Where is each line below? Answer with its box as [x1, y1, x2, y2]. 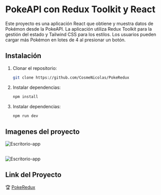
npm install [12, 94, 38, 99]
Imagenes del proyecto [5, 127, 80, 136]
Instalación [5, 52, 42, 60]
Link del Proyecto [5, 170, 62, 179]
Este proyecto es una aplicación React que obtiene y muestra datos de [5, 20, 154, 27]
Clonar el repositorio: [12, 65, 57, 71]
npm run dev [12, 113, 38, 118]
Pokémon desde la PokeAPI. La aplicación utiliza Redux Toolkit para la [5, 26, 152, 32]
